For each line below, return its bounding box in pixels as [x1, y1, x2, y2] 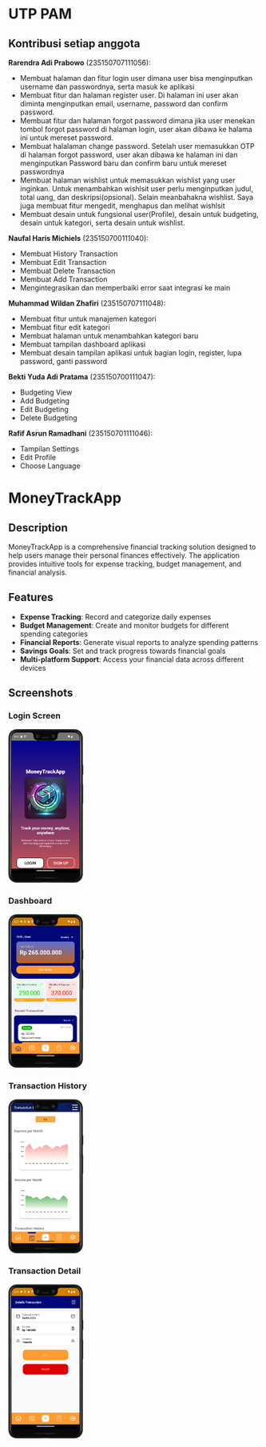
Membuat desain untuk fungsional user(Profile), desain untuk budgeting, [19, 210, 259, 218]
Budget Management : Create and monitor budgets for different [19, 620, 229, 630]
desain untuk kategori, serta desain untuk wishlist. [19, 218, 185, 227]
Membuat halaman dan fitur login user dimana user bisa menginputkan [19, 74, 253, 82]
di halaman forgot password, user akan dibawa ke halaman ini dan [19, 150, 238, 159]
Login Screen [8, 710, 62, 721]
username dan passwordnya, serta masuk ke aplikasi [19, 82, 195, 91]
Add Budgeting [19, 396, 70, 405]
